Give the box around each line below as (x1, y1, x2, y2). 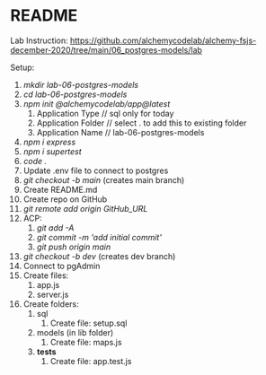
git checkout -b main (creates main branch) (22, 174, 185, 185)
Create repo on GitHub (22, 194, 108, 205)
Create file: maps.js (49, 336, 122, 347)
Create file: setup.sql (49, 318, 128, 328)
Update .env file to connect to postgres (22, 165, 169, 176)
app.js (36, 279, 60, 290)
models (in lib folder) (36, 327, 114, 337)
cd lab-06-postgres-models (22, 89, 128, 100)
